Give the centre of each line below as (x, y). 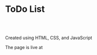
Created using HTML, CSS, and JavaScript (49, 38)
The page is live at (24, 47)
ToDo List (25, 9)
